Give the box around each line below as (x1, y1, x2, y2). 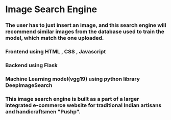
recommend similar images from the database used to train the (5, 28, 165, 35)
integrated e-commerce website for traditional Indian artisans (5, 102, 162, 109)
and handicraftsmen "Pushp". (5, 108, 81, 115)
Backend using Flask (5, 62, 58, 69)
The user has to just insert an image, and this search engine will (5, 22, 166, 29)
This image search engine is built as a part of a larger (5, 95, 139, 102)
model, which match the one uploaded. (5, 35, 104, 42)
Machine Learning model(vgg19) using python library (5, 75, 140, 82)
